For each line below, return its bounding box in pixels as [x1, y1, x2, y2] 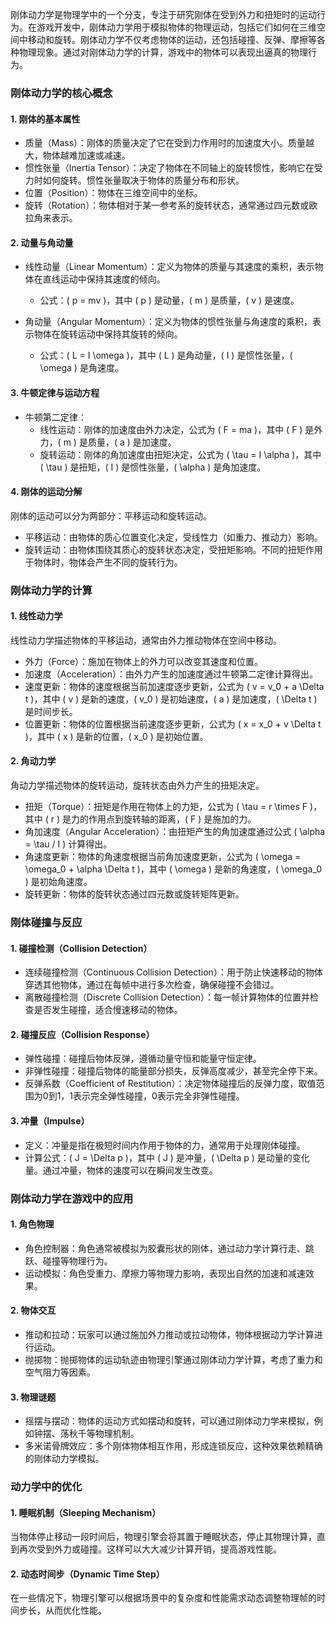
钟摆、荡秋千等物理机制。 [33, 1428, 140, 1440]
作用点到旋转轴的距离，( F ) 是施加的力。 [88, 813, 257, 825]
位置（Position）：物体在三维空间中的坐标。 [24, 187, 203, 199]
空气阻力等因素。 [24, 1366, 96, 1378]
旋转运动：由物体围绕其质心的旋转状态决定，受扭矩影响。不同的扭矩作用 [24, 543, 323, 555]
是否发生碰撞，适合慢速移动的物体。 [33, 1004, 183, 1016]
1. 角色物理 [10, 1218, 55, 1230]
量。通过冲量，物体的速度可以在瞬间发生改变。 [24, 1164, 218, 1176]
